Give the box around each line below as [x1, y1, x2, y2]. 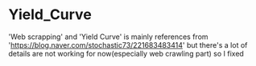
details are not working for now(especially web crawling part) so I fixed [8, 49, 244, 58]
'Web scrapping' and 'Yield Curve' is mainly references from [8, 32, 209, 41]
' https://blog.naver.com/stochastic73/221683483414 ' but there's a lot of [8, 40, 248, 49]
